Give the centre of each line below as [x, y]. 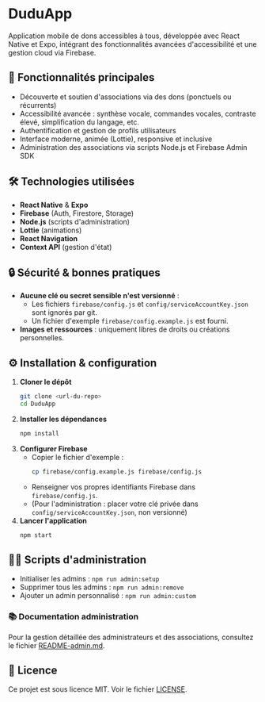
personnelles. [42, 338]
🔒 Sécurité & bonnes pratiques [84, 272]
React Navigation [49, 238]
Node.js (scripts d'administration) [75, 221]
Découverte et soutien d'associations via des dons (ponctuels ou [125, 97]
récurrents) [38, 105]
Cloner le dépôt [45, 382]
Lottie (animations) [51, 230]
